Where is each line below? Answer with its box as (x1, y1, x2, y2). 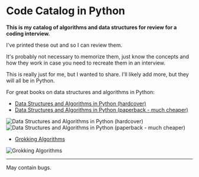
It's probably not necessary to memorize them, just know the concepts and (6, 53, 190, 60)
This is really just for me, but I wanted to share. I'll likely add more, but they (6, 70, 190, 78)
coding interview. (6, 30, 50, 37)
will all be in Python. (6, 77, 55, 84)
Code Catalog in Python (6, 4, 126, 18)
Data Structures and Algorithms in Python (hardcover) (14, 99, 146, 107)
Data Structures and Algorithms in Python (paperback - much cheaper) (14, 106, 188, 113)
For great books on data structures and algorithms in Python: (6, 88, 155, 95)
